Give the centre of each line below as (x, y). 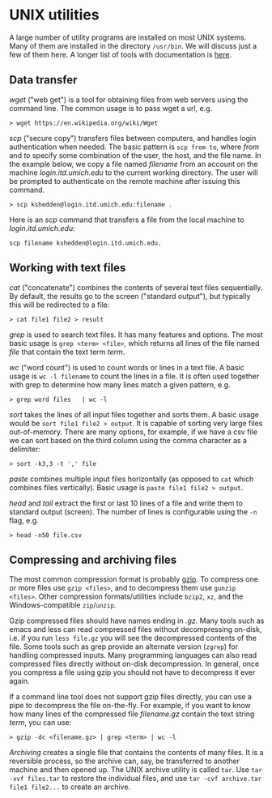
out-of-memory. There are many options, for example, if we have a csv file (134, 432)
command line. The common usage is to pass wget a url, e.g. (111, 108)
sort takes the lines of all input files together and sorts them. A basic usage (134, 414)
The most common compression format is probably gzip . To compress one (134, 579)
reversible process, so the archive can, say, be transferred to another (124, 761)
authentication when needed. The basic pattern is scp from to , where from (134, 147)
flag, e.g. (24, 520)
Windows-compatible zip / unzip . (63, 605)
